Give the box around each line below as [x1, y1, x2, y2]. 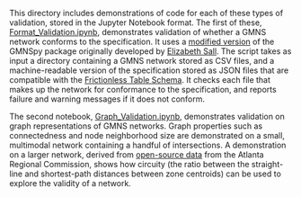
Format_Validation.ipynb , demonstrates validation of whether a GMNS [9, 27, 267, 37]
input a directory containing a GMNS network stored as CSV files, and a [9, 56, 275, 66]
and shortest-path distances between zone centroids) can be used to [24, 168, 281, 179]
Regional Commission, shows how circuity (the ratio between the [9, 159, 250, 169]
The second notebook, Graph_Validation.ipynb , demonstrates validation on [9, 112, 286, 121]
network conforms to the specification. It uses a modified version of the [9, 36, 275, 47]
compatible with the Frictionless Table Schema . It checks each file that [9, 75, 271, 85]
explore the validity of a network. [9, 178, 132, 188]
